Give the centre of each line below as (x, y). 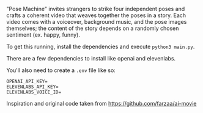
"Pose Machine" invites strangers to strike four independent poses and (96, 9)
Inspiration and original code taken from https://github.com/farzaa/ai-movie (102, 104)
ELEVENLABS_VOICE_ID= (34, 92)
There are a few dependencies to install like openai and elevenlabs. (91, 58)
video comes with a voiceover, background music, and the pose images (97, 22)
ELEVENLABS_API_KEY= (33, 87)
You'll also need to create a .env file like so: (61, 70)
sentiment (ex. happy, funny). (43, 35)
